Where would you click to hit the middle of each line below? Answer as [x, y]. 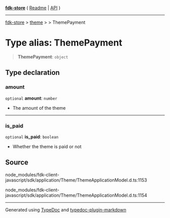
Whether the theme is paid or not [47, 146]
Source [17, 163]
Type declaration [32, 73]
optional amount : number [31, 98]
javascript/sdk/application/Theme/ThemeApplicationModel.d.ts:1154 [76, 195]
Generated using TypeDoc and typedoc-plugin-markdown [66, 209]
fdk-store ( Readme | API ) [33, 8]
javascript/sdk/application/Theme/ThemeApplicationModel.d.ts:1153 [76, 180]
